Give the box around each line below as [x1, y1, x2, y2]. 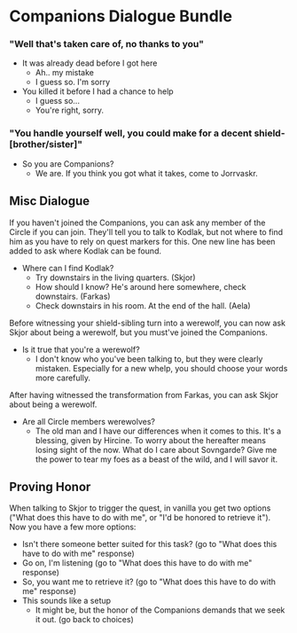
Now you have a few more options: [9, 521, 137, 533]
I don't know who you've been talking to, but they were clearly [35, 353, 263, 364]
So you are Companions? [21, 158, 114, 169]
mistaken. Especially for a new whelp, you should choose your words [35, 363, 288, 373]
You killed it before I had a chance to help [21, 86, 175, 97]
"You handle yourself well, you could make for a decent [9, 127, 253, 139]
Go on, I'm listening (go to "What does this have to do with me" [21, 558, 253, 568]
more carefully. [35, 372, 91, 383]
